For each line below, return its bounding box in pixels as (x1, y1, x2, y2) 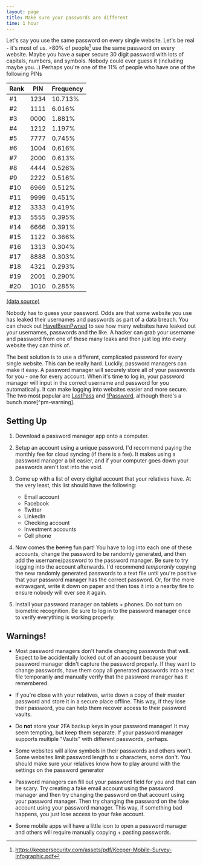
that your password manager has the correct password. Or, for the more (14, 576, 195, 583)
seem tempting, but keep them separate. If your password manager (14, 729, 183, 736)
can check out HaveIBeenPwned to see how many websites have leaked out (6, 322, 196, 330)
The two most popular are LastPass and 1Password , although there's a (6, 392, 182, 399)
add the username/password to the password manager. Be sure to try (14, 556, 188, 564)
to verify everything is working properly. (14, 614, 115, 621)
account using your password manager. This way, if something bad (14, 803, 182, 811)
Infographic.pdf (14, 852, 54, 859)
